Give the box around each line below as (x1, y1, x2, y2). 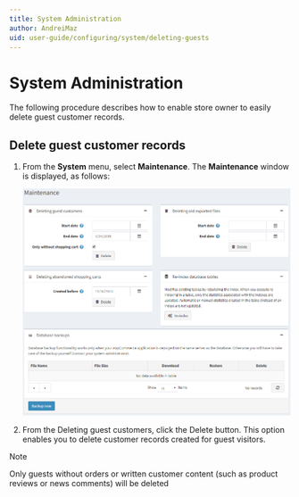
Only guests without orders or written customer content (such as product (9, 468, 278, 479)
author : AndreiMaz (9, 23, 78, 33)
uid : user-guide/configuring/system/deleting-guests (9, 33, 210, 42)
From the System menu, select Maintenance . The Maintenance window (21, 162, 290, 172)
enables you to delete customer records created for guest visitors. (21, 434, 266, 445)
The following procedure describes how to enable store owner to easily (9, 103, 271, 113)
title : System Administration (9, 14, 122, 23)
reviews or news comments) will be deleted (9, 478, 170, 489)
